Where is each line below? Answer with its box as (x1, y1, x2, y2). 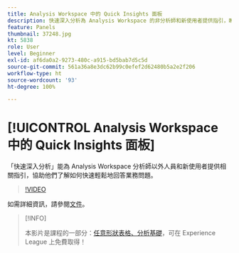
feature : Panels (7, 23, 55, 31)
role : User (7, 43, 40, 50)
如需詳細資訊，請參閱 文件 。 (7, 200, 89, 208)
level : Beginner (7, 50, 55, 58)
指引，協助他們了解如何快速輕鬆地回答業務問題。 (13, 171, 157, 180)
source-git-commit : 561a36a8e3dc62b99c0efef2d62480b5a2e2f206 (7, 63, 196, 70)
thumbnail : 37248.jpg (7, 30, 72, 38)
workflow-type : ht (7, 70, 62, 77)
